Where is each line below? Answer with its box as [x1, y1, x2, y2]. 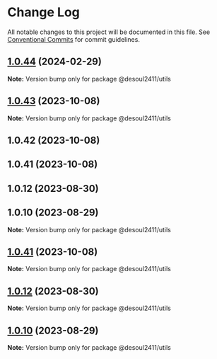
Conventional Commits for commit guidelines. [7, 35, 140, 43]
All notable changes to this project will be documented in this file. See [7, 28, 211, 36]
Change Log [7, 4, 80, 21]
